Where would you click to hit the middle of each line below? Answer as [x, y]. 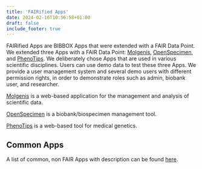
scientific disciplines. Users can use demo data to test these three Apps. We [101, 65]
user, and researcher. [33, 84]
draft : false [23, 23]
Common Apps [35, 145]
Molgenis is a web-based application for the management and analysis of [98, 96]
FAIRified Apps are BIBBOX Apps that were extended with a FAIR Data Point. [101, 46]
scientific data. [25, 103]
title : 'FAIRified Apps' [37, 12]
